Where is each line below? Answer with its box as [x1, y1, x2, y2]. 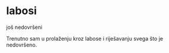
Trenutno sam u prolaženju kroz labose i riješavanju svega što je [6, 35, 164, 42]
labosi [6, 4, 37, 18]
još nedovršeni [6, 24, 43, 31]
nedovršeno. [6, 41, 37, 48]
